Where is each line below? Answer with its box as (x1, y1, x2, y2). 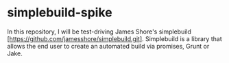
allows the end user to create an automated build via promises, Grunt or (7, 42, 210, 50)
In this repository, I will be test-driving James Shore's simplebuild (7, 27, 192, 36)
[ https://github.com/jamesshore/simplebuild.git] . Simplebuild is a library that (7, 34, 222, 42)
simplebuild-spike (7, 5, 112, 21)
